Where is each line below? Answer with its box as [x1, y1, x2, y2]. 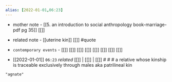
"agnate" [5, 72, 24, 77]
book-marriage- [133, 21, 167, 28]
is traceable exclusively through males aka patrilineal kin [12, 62, 132, 68]
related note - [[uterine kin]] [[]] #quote [12, 37, 96, 43]
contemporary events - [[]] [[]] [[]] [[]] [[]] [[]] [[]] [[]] [12, 46, 123, 52]
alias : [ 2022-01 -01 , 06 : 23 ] [5, 7, 63, 13]
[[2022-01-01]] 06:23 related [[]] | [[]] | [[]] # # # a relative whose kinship [12, 57, 167, 63]
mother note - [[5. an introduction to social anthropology [12, 21, 132, 28]
